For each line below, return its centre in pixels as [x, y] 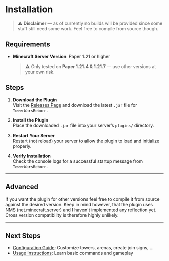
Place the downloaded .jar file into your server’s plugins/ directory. [83, 125]
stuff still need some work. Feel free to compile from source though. [88, 28]
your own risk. [40, 72]
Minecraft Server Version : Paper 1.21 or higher [61, 56]
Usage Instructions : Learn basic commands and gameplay [73, 253]
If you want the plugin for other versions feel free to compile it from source [82, 199]
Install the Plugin [30, 120]
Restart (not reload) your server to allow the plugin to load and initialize [86, 141]
